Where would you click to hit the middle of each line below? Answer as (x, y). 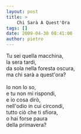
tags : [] (17, 28)
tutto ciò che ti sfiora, (32, 112)
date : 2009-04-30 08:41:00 (39, 34)
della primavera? (26, 125)
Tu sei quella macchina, (35, 56)
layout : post (22, 12)
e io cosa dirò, (23, 100)
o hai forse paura (27, 118)
